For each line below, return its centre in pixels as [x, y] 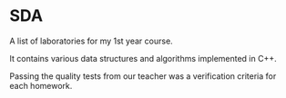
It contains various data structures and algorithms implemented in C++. [143, 58]
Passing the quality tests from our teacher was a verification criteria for [143, 76]
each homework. [41, 85]
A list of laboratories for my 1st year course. [91, 41]
